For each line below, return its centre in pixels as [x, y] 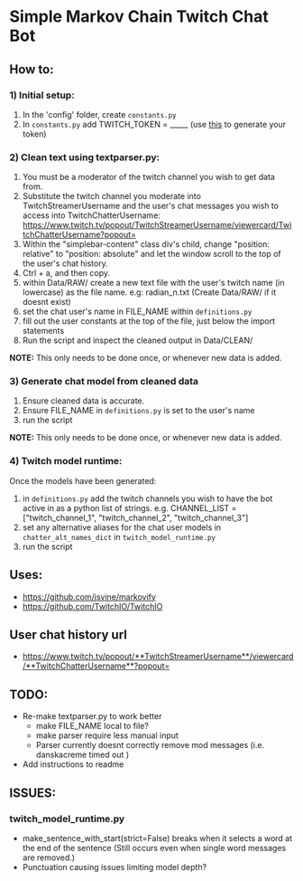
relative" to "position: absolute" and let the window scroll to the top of [151, 254]
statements [43, 331]
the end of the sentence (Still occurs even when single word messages [154, 848]
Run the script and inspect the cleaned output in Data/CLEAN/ [138, 340]
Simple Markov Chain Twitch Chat [139, 17]
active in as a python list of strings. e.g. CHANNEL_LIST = [129, 507]
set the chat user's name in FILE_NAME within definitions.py [137, 312]
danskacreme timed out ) [83, 755]
